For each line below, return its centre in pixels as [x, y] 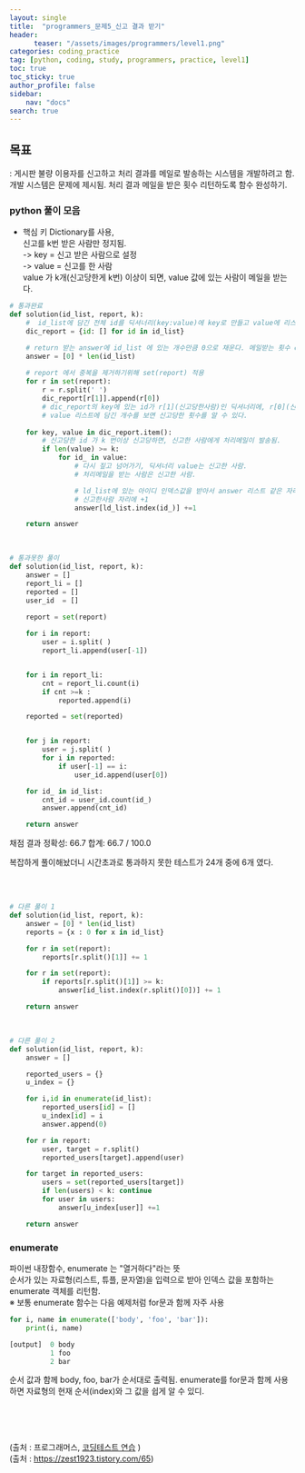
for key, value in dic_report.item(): [99, 433]
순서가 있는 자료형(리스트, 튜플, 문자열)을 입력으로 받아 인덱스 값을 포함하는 [142, 1280]
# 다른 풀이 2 [32, 1040]
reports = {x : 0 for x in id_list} [95, 932]
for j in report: [59, 741]
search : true [34, 111]
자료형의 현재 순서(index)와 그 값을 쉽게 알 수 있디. [115, 1391]
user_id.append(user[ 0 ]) [121, 775]
